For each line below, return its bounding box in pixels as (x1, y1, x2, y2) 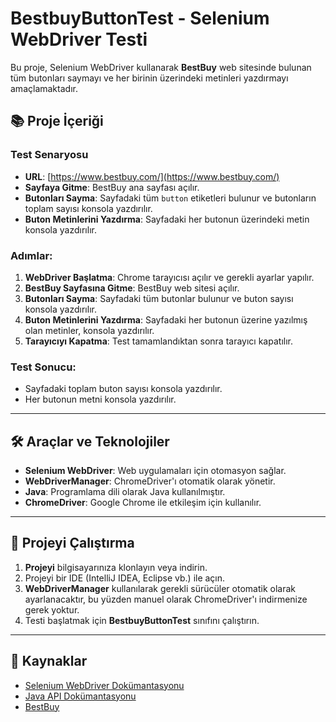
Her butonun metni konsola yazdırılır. (24, 393, 177, 406)
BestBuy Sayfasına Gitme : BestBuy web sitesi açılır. (24, 282, 240, 294)
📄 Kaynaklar (10, 653, 88, 670)
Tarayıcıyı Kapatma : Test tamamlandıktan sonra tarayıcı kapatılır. (24, 335, 293, 347)
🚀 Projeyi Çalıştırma (10, 535, 135, 552)
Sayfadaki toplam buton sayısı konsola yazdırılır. (24, 383, 223, 395)
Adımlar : (10, 248, 53, 262)
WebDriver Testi (10, 28, 148, 51)
